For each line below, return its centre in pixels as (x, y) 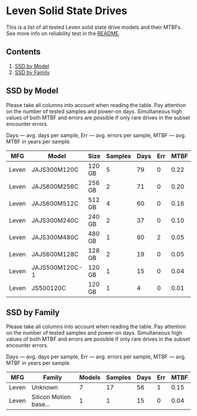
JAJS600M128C (55, 254)
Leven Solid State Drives (67, 11)
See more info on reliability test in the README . (63, 33)
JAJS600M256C (55, 187)
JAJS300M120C (55, 169)
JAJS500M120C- (57, 267)
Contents (23, 52)
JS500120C (49, 288)
